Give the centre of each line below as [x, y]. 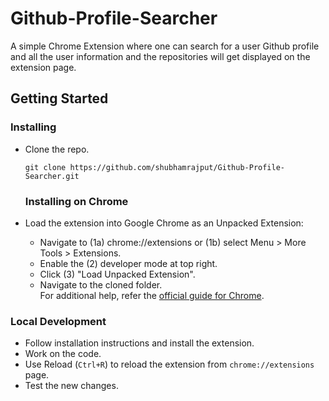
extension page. [43, 67]
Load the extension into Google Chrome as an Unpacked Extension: [164, 223]
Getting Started [59, 98]
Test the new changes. [71, 386]
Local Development [58, 321]
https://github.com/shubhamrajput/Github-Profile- [177, 167]
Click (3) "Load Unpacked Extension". [117, 274]
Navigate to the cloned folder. [101, 284]
